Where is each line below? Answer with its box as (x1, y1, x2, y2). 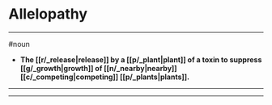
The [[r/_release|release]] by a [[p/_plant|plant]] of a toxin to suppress (19, 54, 262, 65)
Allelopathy (8, 5, 87, 23)
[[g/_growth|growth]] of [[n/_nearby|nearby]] (19, 63, 177, 73)
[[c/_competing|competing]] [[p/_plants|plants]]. (19, 72, 190, 82)
